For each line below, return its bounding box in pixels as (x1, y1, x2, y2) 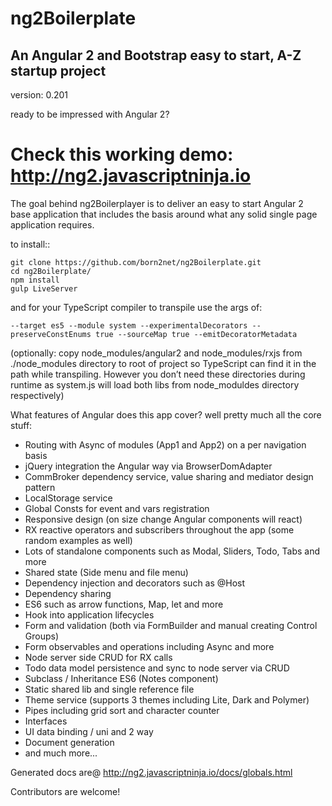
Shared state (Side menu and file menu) (24, 566, 189, 578)
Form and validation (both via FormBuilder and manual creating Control (24, 619, 318, 631)
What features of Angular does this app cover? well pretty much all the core (10, 408, 322, 421)
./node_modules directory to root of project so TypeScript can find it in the (10, 357, 317, 369)
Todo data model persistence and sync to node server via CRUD (24, 662, 290, 674)
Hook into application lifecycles (24, 608, 155, 621)
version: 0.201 (10, 89, 69, 101)
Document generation (24, 736, 115, 748)
